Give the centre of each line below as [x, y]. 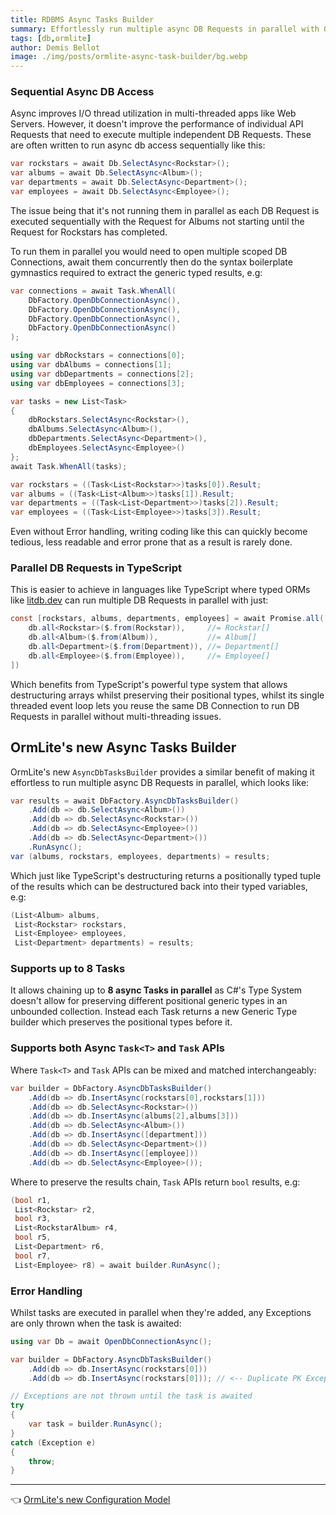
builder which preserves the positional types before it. [121, 1022]
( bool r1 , [31, 1200]
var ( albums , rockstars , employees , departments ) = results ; [140, 856]
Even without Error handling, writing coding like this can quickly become [159, 532]
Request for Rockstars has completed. [89, 232]
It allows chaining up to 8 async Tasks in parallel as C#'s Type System [156, 990]
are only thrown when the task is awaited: [96, 1323]
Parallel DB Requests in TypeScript [96, 568]
